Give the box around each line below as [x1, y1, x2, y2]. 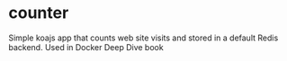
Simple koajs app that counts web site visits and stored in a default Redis [8, 32, 279, 43]
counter [8, 3, 69, 23]
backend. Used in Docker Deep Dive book [8, 41, 164, 52]
